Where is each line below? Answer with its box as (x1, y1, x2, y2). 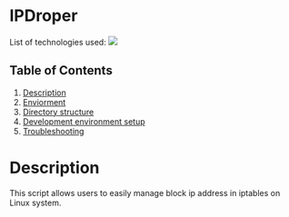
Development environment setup (22, 115, 145, 127)
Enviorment (22, 96, 66, 107)
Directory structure (22, 106, 95, 117)
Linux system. (9, 197, 62, 208)
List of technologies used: (9, 36, 106, 47)
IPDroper (9, 5, 78, 26)
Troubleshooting (22, 125, 85, 136)
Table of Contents (9, 63, 114, 78)
